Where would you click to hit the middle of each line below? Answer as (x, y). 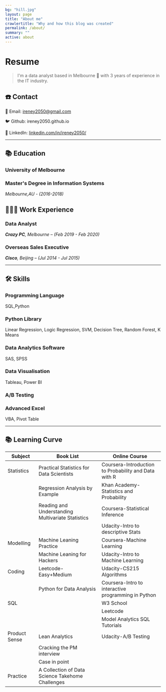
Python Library (23, 319)
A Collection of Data (62, 670)
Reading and (53, 505)
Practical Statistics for (64, 467)
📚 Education (25, 154)
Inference (113, 514)
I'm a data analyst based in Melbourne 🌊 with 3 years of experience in (88, 75)
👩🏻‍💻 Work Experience (40, 209)
